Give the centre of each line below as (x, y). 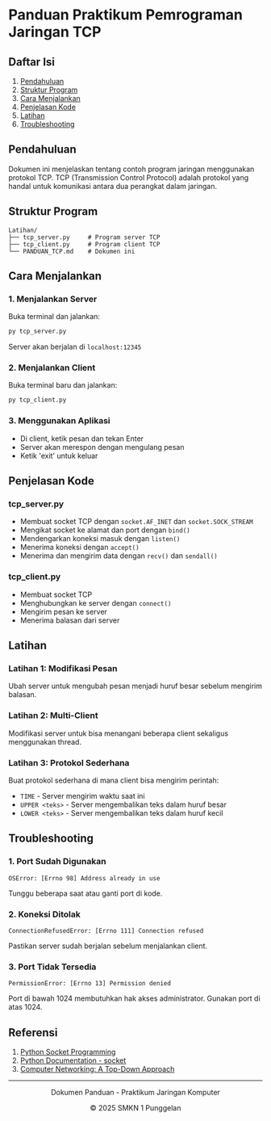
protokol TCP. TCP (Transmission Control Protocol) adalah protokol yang (129, 177)
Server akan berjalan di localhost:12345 (75, 347)
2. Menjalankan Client (52, 367)
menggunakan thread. (45, 741)
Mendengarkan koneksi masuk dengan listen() (100, 539)
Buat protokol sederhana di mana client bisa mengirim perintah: (114, 780)
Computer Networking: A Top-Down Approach (97, 1069)
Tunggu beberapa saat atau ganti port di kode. (85, 893)
